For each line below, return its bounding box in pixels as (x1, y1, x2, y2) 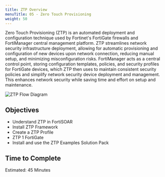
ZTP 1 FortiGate (12, 135, 44, 141)
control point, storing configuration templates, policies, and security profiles (5, 61, 159, 67)
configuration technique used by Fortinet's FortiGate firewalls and (5, 35, 138, 41)
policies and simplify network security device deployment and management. (5, 72, 160, 78)
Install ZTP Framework (12, 124, 58, 130)
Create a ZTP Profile (12, 129, 54, 135)
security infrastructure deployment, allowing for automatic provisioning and (5, 45, 158, 52)
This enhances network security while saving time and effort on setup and (5, 77, 156, 83)
